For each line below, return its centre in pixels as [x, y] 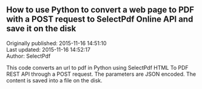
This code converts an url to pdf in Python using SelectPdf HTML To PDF [98, 67]
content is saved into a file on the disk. [55, 80]
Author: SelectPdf [29, 56]
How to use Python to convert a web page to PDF [100, 10]
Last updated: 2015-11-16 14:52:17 [49, 49]
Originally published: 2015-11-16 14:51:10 [57, 43]
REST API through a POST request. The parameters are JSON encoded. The [101, 74]
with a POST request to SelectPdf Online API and [100, 20]
